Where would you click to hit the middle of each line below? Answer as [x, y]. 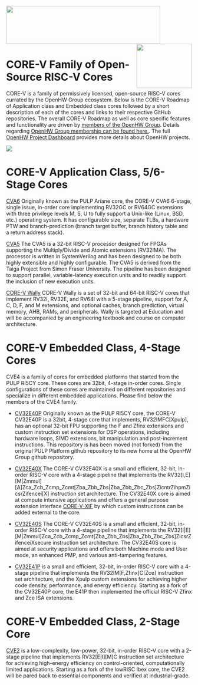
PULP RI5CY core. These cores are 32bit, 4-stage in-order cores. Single [94, 383]
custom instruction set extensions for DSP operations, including [92, 432]
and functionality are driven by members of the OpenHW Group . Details [93, 124]
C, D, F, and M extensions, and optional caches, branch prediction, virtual [95, 305]
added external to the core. [48, 512]
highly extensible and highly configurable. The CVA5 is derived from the [93, 262]
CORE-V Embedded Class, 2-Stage [93, 621]
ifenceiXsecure [33, 542]
